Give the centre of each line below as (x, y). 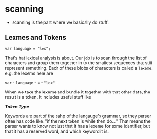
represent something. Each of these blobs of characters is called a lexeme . (79, 68)
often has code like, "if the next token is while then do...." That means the (78, 121)
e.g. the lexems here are (29, 73)
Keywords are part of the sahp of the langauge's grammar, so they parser (78, 116)
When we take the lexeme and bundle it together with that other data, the (78, 92)
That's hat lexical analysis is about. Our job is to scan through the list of (76, 58)
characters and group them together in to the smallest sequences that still (78, 63)
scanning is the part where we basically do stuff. (60, 22)
